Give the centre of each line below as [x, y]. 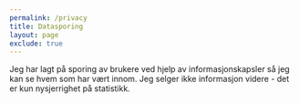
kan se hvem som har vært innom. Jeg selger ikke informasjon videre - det [149, 79]
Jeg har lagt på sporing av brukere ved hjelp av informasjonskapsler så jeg [149, 69]
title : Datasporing [46, 26]
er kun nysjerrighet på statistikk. [70, 88]
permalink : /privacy [49, 18]
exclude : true [36, 43]
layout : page [34, 35]
